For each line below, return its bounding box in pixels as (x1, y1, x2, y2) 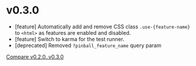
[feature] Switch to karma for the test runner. (14, 35, 125, 42)
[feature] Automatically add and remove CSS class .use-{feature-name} (14, 23, 191, 30)
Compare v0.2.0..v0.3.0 (6, 53, 64, 60)
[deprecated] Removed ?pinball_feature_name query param (14, 42, 162, 49)
